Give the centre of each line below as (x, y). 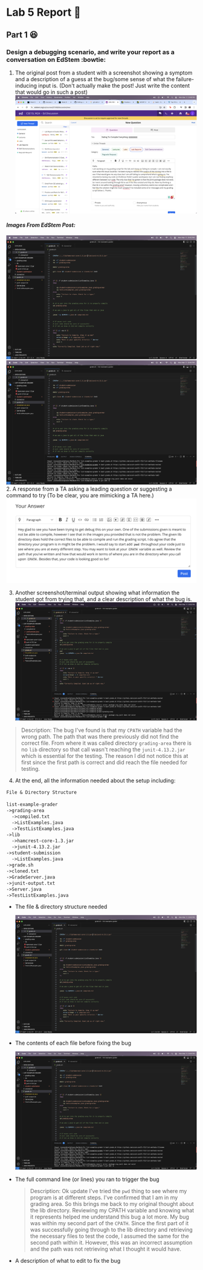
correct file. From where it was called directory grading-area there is (106, 743)
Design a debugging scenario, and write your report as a (91, 52)
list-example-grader (32, 804)
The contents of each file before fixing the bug (73, 1043)
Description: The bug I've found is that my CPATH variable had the (101, 730)
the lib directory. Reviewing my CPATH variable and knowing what (112, 1210)
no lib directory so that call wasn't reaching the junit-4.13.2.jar (103, 749)
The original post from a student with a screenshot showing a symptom (104, 73)
